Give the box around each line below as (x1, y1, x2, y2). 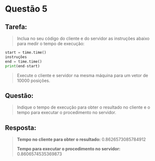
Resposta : (5, 124, 36, 132)
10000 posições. (16, 78, 50, 83)
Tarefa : (5, 23, 28, 31)
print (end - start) (5, 64, 40, 68)
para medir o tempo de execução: (16, 41, 85, 47)
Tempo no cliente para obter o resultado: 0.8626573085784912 (16, 137, 146, 143)
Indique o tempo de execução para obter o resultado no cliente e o (16, 104, 150, 110)
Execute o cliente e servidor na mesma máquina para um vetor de (16, 72, 149, 78)
